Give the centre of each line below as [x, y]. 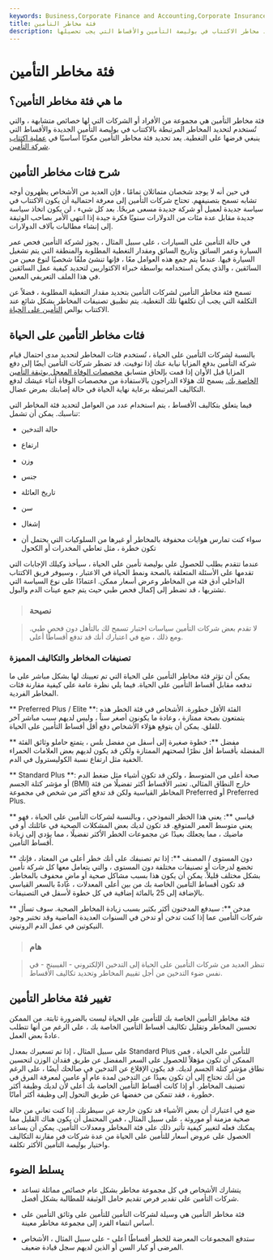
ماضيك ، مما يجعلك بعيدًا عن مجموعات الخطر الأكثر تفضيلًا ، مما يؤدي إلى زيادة [126, 834]
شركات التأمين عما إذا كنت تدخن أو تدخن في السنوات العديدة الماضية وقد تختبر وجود [136, 917]
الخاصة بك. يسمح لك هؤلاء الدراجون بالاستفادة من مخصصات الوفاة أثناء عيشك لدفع [134, 380]
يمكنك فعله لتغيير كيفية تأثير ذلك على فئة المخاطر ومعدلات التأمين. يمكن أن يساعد [132, 1127]
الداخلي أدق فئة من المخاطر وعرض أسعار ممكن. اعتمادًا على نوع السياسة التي [127, 581]
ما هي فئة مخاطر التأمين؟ [66, 101]
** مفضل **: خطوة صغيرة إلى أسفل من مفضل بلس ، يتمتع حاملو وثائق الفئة [124, 742]
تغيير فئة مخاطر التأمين [60, 999]
